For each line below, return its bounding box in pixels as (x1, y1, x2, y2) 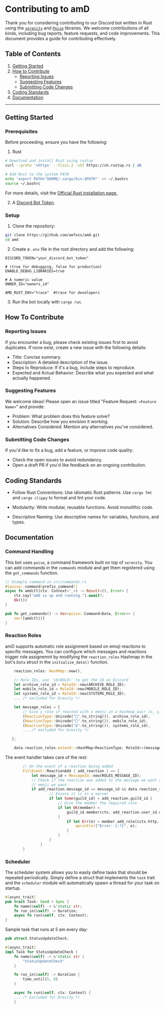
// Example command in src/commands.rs (5, 579, 87, 584)
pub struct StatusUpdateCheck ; (5, 936, 69, 941)
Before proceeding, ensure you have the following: (5, 139, 108, 145)
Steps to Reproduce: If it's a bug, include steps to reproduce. (12, 364, 136, 371)
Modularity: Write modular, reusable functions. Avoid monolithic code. (12, 504, 154, 510)
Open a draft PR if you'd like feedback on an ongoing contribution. (12, 462, 146, 468)
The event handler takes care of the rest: (5, 754, 87, 760)
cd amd (5, 237, 19, 242)
